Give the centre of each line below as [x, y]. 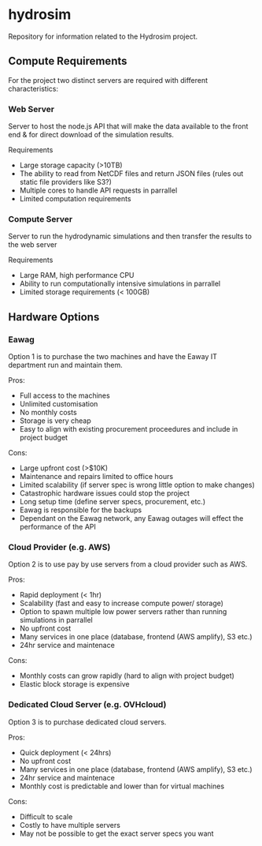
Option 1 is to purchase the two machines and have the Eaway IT [113, 357]
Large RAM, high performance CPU [77, 275]
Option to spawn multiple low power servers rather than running [123, 612]
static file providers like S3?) [66, 182]
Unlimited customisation [59, 404]
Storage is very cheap [55, 421]
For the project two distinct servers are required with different [108, 80]
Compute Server [41, 219]
